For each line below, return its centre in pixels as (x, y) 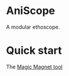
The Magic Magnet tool (34, 67)
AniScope (31, 11)
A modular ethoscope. (33, 27)
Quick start (34, 51)
